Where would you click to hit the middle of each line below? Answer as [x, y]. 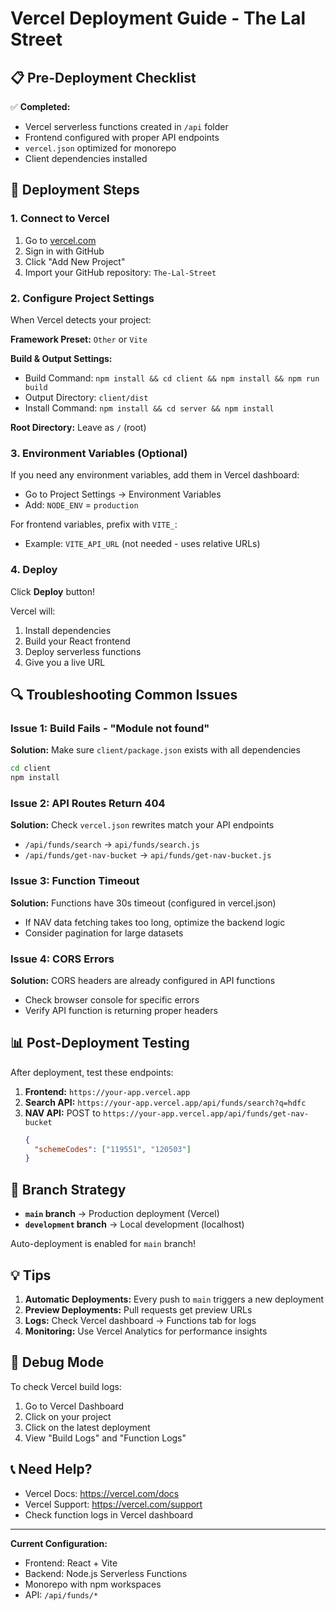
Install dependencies [68, 630]
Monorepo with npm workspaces [93, 1584]
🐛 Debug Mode [57, 1362]
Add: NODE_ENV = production [81, 505]
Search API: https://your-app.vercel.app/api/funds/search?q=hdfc [165, 1102]
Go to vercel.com [60, 240]
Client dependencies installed [86, 158]
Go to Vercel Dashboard [74, 1406]
